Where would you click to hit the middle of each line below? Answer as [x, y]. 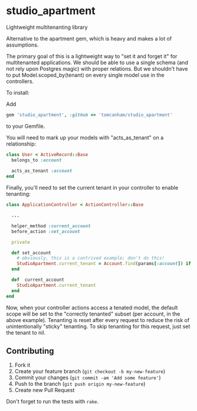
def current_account [38, 280]
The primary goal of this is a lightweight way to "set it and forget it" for [92, 56]
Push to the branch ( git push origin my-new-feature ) [80, 384]
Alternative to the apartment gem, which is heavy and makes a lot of [89, 38]
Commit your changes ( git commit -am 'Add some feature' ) [88, 377]
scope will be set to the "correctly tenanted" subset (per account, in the [93, 314]
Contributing [30, 351]
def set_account [31, 253]
